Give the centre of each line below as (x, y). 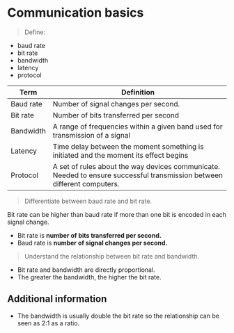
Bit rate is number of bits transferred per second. (89, 235)
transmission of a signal (92, 135)
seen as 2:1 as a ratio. (48, 323)
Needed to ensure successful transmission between (138, 175)
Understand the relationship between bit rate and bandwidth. (112, 256)
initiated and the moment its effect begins (120, 155)
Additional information (57, 299)
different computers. (86, 184)
